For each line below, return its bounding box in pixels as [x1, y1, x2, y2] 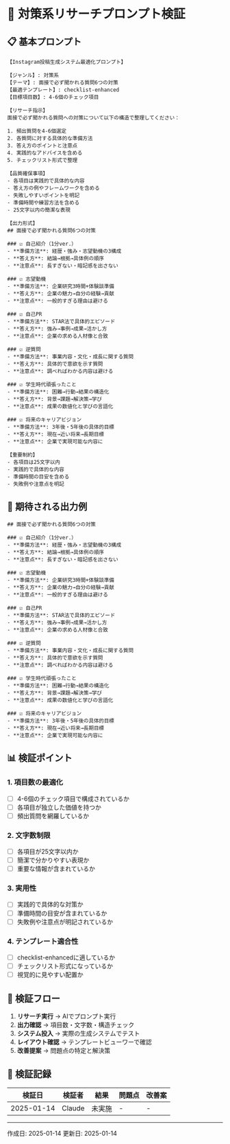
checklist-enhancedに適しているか [16, 953, 115, 961]
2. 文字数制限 [7, 830, 51, 840]
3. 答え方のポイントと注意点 [7, 142, 78, 149]
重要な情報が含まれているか [16, 865, 96, 873]
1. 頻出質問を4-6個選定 [7, 128, 67, 135]
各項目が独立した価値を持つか [16, 803, 101, 811]
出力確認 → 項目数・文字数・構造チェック [16, 1020, 135, 1029]
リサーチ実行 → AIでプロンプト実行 [16, 1012, 116, 1020]
